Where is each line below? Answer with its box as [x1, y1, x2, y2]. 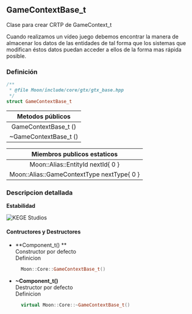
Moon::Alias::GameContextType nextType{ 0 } [9, 170, 140, 179]
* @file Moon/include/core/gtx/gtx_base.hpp [9, 87, 124, 93]
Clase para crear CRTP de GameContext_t [6, 21, 112, 28]
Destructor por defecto [15, 284, 73, 291]
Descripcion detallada [6, 188, 73, 197]
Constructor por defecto [15, 248, 76, 255]
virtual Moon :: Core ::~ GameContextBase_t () [21, 302, 130, 308]
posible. [6, 52, 26, 60]
